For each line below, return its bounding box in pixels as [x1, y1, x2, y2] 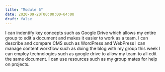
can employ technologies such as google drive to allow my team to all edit [5, 51, 157, 57]
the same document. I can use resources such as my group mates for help [5, 56, 158, 62]
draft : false [5, 16, 32, 21]
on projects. [5, 61, 30, 67]
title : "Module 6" [5, 7, 43, 12]
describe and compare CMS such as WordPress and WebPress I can [5, 40, 146, 46]
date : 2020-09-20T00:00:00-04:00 [5, 12, 75, 17]
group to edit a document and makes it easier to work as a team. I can [5, 35, 148, 41]
